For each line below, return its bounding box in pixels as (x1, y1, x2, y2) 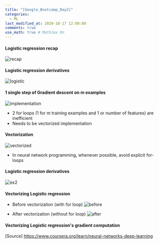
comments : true (5, 26, 36, 30)
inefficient (12, 115, 33, 121)
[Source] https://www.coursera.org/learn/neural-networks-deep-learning (5, 233, 153, 239)
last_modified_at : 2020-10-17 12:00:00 (5, 21, 87, 26)
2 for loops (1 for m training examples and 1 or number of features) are (12, 110, 154, 116)
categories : (5, 12, 29, 17)
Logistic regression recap (5, 45, 58, 51)
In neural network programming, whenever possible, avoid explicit (12, 152, 145, 158)
